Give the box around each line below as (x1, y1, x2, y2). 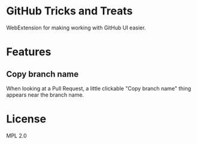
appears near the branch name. (6, 91, 84, 98)
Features (6, 45, 51, 59)
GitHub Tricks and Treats (6, 4, 133, 18)
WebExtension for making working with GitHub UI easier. (6, 24, 146, 31)
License (6, 112, 47, 126)
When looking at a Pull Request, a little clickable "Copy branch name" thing (6, 85, 192, 92)
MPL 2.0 (6, 132, 27, 139)
